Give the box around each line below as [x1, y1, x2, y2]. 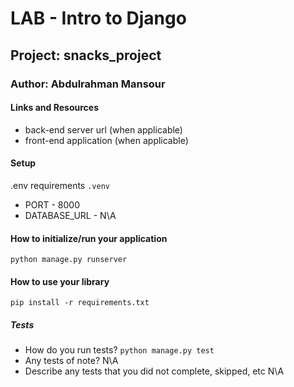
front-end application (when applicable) [24, 134, 189, 146]
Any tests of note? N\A [24, 355, 119, 367]
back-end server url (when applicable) [24, 123, 183, 136]
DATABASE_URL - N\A [24, 209, 117, 221]
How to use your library [10, 275, 110, 287]
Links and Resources [10, 102, 99, 114]
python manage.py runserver [10, 255, 128, 265]
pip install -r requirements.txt [10, 298, 150, 308]
